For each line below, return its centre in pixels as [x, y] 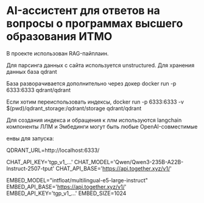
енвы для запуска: [30, 138]
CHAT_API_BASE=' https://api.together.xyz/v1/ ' [114, 168]
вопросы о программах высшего [95, 23]
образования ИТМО [59, 37]
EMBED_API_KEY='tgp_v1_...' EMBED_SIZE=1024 [66, 193]
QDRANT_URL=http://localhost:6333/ [53, 150]
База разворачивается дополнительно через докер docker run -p [91, 84]
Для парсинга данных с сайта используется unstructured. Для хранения [100, 65]
